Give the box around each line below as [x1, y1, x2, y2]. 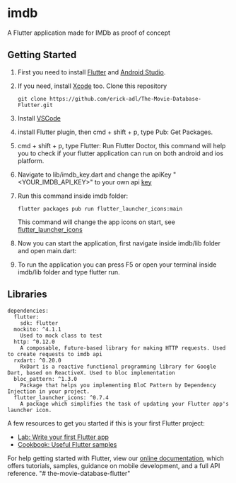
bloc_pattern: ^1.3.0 [13, 375, 78, 382]
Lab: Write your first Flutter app [17, 433, 110, 441]
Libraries [7, 289, 47, 301]
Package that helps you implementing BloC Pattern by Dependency [20, 382, 217, 389]
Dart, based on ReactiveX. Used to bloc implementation [7, 369, 175, 377]
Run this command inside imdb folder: [17, 191, 129, 200]
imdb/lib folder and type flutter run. [17, 267, 120, 276]
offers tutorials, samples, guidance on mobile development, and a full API [7, 461, 220, 470]
